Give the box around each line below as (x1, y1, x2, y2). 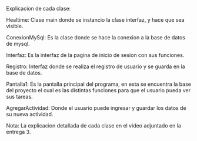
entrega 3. (6, 129, 31, 135)
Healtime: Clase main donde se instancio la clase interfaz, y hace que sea (6, 16, 185, 23)
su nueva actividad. (6, 111, 54, 117)
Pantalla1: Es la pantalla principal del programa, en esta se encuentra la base (6, 80, 191, 88)
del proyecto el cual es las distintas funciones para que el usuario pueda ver (6, 87, 191, 93)
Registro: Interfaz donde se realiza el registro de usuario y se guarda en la (6, 63, 185, 70)
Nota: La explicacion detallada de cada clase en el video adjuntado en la (6, 122, 181, 129)
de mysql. (6, 41, 30, 47)
